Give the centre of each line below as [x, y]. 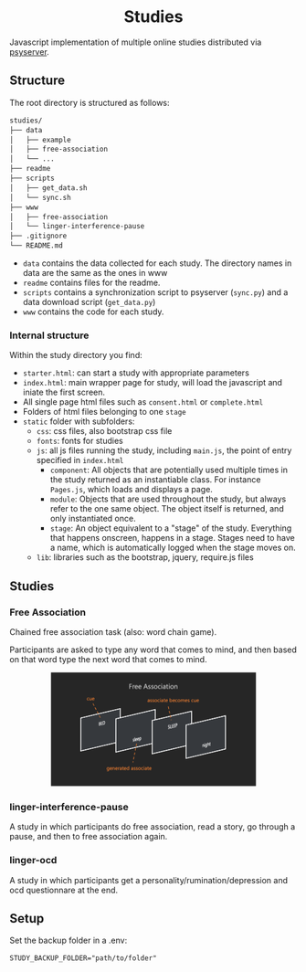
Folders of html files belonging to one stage [104, 412]
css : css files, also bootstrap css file [104, 431]
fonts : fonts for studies [79, 441]
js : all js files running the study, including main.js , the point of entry [164, 450]
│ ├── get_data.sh [49, 188]
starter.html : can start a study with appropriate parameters [136, 373]
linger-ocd [33, 861]
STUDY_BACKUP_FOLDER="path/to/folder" [83, 958]
